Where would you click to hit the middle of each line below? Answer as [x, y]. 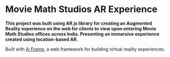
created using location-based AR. [42, 39]
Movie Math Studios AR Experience [81, 9]
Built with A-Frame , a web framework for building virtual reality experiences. [85, 49]
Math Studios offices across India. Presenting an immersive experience [82, 34]
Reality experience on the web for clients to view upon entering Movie [81, 28]
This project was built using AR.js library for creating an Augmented [79, 23]
